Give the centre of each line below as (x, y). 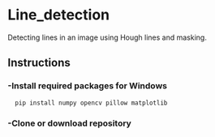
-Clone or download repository (69, 123)
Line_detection (59, 15)
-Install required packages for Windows (88, 86)
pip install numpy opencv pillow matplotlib (91, 103)
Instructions (39, 63)
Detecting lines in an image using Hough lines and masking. (107, 37)
